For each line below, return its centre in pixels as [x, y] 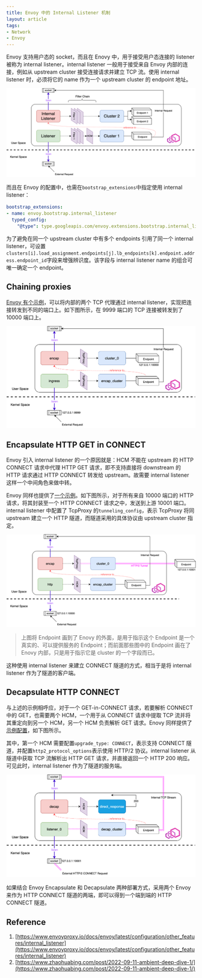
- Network [19, 32]
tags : [13, 25]
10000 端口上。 [25, 317]
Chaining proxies [39, 287]
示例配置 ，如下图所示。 [35, 730]
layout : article [26, 19]
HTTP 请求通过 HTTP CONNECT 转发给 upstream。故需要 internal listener [98, 475]
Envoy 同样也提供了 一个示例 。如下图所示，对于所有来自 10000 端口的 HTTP [100, 495]
